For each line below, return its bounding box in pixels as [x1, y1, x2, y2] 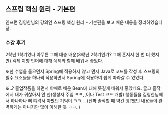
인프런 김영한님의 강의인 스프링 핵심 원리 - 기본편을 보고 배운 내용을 [5, 19, 137, 25]
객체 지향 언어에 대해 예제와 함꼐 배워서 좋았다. [12, 58, 104, 64]
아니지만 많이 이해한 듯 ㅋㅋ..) [22, 104, 80, 110]
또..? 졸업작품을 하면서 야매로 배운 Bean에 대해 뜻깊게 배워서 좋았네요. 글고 [5, 85, 152, 91]
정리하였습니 [138, 19, 163, 25]
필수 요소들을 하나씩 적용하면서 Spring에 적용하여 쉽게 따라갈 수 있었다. [5, 75, 145, 81]
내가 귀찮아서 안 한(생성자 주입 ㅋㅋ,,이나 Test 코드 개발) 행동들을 [14, 92, 142, 98]
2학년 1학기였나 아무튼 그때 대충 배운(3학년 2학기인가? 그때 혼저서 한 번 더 [5, 52, 150, 58]
